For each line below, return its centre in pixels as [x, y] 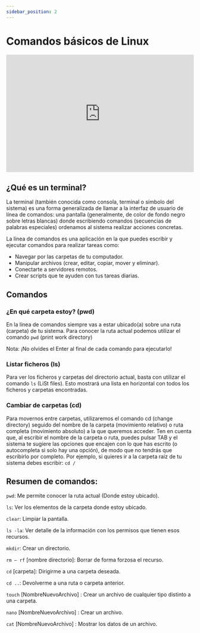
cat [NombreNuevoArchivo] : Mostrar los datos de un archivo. [82, 624]
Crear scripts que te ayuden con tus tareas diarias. [77, 276]
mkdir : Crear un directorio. [38, 548]
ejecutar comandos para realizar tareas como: [63, 245]
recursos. [18, 537]
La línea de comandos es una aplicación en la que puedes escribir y [89, 239]
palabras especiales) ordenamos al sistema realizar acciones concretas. [95, 227]
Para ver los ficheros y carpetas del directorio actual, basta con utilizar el [96, 377]
